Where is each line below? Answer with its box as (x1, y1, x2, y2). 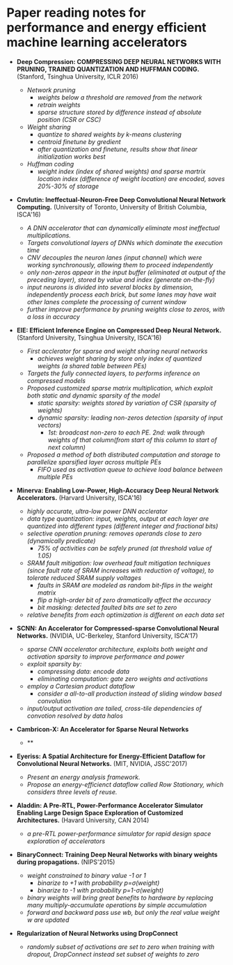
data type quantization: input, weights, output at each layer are (26, 514, 209, 523)
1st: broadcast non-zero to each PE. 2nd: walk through (47, 428, 205, 437)
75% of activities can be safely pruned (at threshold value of (37, 544, 212, 552)
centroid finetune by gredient (37, 137, 121, 146)
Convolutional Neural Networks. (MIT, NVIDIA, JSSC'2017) (16, 759, 188, 767)
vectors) (37, 421, 62, 429)
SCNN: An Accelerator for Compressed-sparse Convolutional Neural (16, 624, 220, 632)
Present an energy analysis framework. (26, 773, 140, 781)
